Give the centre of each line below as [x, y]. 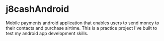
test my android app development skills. [47, 33]
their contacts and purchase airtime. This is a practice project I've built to [81, 28]
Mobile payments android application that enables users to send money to [83, 23]
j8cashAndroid [37, 9]
